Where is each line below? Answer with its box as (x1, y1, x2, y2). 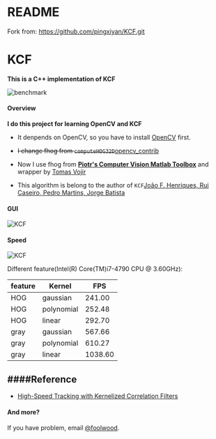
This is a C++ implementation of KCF (7, 75, 116, 83)
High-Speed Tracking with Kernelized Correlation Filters (17, 392, 178, 401)
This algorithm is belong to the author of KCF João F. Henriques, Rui (17, 181, 209, 190)
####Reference (7, 373, 77, 385)
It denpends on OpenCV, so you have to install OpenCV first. (17, 133, 192, 141)
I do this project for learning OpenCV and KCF (7, 120, 142, 128)
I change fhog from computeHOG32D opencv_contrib (17, 147, 159, 155)
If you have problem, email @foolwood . (7, 423, 120, 432)
